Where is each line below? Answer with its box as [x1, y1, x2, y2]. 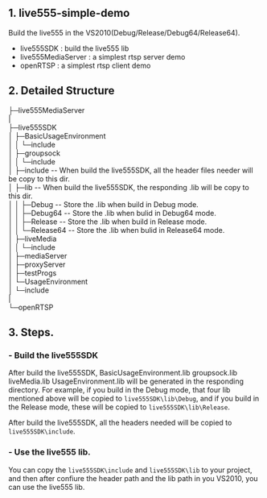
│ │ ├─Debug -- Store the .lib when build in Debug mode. [8, 199, 199, 209]
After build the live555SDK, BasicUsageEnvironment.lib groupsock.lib [8, 368, 238, 378]
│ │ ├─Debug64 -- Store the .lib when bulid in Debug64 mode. [8, 208, 217, 218]
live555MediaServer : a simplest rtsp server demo [19, 52, 186, 61]
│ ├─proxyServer [8, 259, 66, 269]
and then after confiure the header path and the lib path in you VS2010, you [8, 473, 259, 483]
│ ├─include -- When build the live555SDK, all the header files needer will [8, 165, 253, 175]
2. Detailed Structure [8, 84, 115, 98]
